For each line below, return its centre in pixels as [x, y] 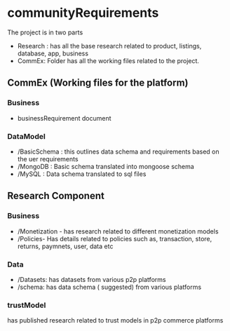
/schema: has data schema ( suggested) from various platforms [109, 287]
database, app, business [53, 53]
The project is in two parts [45, 32]
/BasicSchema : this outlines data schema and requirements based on [118, 151]
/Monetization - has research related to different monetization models [118, 231]
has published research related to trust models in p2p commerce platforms [115, 320]
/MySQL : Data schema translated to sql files [82, 174]
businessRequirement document [64, 118]
